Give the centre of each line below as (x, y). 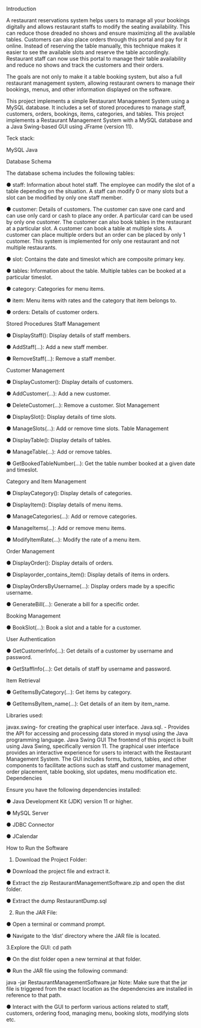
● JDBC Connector (30, 825)
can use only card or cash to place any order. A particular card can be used (100, 215)
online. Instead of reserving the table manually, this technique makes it (94, 46)
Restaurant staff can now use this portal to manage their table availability (96, 59)
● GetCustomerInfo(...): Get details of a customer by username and (90, 651)
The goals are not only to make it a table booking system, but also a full (94, 77)
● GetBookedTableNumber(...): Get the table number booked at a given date (101, 463)
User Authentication (31, 639)
